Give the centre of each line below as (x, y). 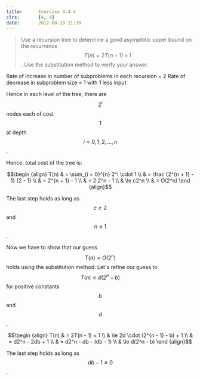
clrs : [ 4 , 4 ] (30, 17)
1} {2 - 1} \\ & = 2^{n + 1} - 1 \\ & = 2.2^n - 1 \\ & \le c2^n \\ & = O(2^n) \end (100, 181)
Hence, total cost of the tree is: (44, 163)
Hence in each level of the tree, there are (56, 94)
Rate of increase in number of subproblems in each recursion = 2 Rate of (96, 76)
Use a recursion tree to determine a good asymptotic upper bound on (106, 40)
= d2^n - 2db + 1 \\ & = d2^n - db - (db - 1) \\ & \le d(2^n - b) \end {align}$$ (100, 342)
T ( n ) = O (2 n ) (100, 257)
